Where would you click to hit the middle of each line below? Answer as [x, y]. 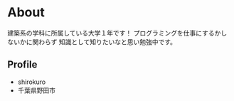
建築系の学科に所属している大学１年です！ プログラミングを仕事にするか [114, 33]
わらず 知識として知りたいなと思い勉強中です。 [107, 42]
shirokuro [32, 82]
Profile [22, 65]
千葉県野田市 [36, 90]
